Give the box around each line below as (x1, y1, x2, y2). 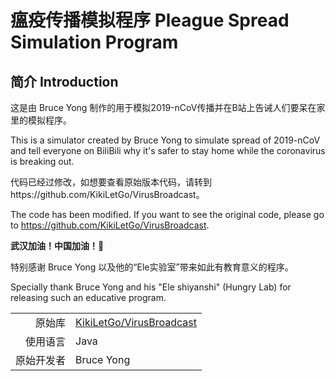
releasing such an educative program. (10, 292, 167, 303)
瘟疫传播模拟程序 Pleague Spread (10, 9, 290, 32)
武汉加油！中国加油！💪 (10, 240, 105, 251)
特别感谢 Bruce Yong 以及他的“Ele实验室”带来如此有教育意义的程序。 (10, 261, 294, 273)
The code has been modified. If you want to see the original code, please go (10, 209, 325, 220)
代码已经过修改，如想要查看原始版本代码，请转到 (10, 176, 212, 188)
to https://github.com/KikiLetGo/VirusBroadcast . (10, 219, 210, 231)
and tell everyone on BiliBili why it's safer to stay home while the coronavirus (10, 145, 326, 156)
